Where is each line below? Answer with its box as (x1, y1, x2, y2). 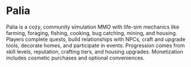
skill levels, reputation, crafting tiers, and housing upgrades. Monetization (6, 48, 183, 55)
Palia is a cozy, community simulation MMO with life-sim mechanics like (6, 23, 180, 30)
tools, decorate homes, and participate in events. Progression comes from (6, 42, 185, 49)
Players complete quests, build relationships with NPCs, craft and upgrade (6, 36, 186, 43)
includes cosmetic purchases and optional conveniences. (6, 54, 145, 61)
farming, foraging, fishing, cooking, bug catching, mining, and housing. (6, 29, 178, 36)
